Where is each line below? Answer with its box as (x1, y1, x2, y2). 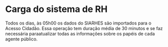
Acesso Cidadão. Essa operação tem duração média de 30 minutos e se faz (5, 25, 163, 31)
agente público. (5, 36, 38, 42)
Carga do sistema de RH (5, 3, 108, 15)
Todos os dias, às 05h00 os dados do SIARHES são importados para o (5, 20, 151, 26)
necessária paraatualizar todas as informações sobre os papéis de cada (5, 30, 155, 36)
